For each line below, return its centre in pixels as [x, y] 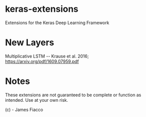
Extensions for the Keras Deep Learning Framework [57, 23]
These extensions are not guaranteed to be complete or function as [73, 95]
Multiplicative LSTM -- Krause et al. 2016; [47, 56]
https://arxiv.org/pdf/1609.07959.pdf [42, 61]
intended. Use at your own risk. [37, 100]
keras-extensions [42, 9]
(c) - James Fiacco [24, 110]
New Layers [30, 43]
